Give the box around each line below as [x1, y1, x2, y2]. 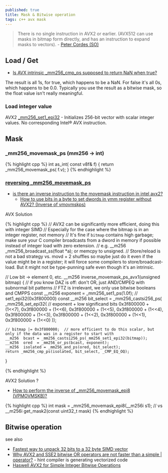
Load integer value [5, 103, 52, 110]
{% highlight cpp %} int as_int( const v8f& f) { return [5, 161, 114, 167]
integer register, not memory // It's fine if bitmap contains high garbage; [5, 232, 154, 238]
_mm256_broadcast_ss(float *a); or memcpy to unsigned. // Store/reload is [5, 248, 160, 254]
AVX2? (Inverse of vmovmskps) [20, 201, 86, 208]
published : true [5, 7, 39, 13]
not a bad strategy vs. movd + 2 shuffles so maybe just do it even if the [5, 253, 153, 260]
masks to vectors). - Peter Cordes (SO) [17, 42, 99, 48]
